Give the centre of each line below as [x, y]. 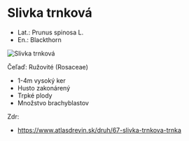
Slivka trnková [50, 13]
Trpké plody [35, 95]
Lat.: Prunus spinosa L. [50, 32]
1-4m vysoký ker [41, 80]
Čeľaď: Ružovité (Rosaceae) [48, 67]
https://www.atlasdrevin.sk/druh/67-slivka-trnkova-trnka [99, 130]
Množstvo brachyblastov [53, 102]
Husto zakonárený [44, 88]
